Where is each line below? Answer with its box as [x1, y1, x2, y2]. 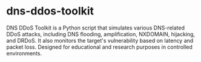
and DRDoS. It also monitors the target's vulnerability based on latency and [6, 37, 194, 44]
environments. [6, 49, 42, 57]
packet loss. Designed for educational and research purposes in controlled [6, 43, 193, 51]
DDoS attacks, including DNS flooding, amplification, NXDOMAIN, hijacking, [6, 30, 196, 37]
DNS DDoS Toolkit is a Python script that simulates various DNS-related [6, 24, 185, 31]
